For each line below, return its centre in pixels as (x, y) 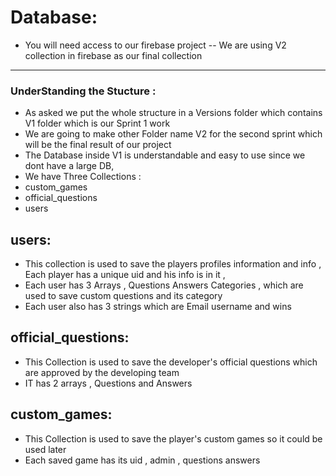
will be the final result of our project (98, 145)
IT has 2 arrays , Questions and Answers (108, 383)
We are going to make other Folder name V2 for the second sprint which (173, 134)
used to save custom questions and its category (123, 296)
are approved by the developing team (102, 372)
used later (45, 449)
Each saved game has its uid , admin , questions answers (142, 460)
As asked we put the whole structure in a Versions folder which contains (173, 113)
